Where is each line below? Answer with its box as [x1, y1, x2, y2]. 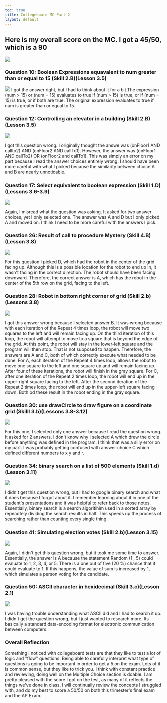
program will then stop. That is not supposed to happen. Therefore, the [5, 346, 151, 353]
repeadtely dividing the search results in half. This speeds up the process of [5, 511, 162, 517]
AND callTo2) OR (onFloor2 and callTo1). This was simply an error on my [5, 153, 154, 159]
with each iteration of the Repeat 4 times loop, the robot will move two [5, 325, 150, 331]
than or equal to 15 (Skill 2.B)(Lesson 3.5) [5, 75, 107, 82]
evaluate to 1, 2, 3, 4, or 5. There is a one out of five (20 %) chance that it [5, 560, 156, 566]
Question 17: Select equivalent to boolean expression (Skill [5, 182, 150, 189]
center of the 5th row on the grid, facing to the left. [5, 280, 110, 286]
